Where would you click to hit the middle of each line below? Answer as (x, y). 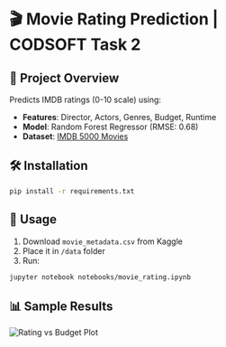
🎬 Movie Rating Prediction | (114, 19)
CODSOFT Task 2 (75, 45)
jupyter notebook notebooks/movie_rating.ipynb (100, 277)
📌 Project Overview (64, 78)
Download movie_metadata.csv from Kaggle (102, 241)
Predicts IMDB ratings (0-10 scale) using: (86, 99)
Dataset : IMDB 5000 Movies (75, 136)
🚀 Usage (33, 220)
